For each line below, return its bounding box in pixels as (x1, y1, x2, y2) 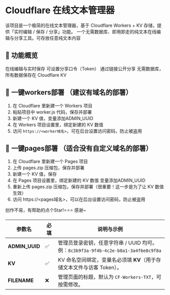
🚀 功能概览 (5, 51, 38, 60)
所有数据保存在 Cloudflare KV (5, 72, 67, 78)
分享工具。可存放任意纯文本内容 (14, 35, 81, 41)
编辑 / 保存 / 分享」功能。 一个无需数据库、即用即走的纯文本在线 (22, 28, 157, 34)
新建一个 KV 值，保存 (12, 171, 57, 177)
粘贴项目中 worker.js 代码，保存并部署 (12, 109, 92, 115)
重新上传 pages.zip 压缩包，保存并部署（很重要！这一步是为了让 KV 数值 (12, 184, 164, 190)
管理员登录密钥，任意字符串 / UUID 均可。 (58, 239, 158, 246)
